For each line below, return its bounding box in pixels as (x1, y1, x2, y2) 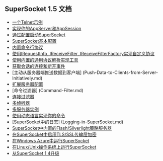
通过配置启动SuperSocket (12, 32, 66, 38)
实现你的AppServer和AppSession (12, 25, 81, 31)
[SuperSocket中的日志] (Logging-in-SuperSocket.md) (12, 119, 124, 125)
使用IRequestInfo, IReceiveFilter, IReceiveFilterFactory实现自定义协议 (12, 50, 155, 56)
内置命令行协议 (12, 44, 43, 50)
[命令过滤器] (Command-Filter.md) (12, 87, 84, 93)
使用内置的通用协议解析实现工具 (12, 57, 78, 63)
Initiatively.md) (12, 75, 43, 81)
